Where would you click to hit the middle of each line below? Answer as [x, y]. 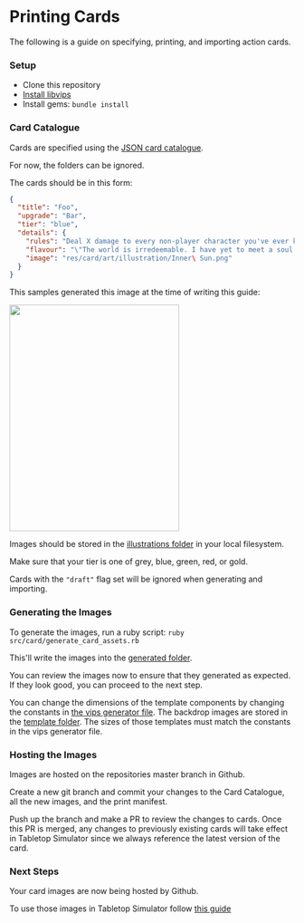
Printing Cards [65, 17]
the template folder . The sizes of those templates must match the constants [150, 721]
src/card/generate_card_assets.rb [75, 640]
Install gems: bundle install [76, 104]
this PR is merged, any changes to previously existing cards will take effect [148, 828]
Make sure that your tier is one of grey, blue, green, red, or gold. [129, 562]
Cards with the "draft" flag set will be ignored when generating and [136, 579]
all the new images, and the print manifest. [89, 801]
